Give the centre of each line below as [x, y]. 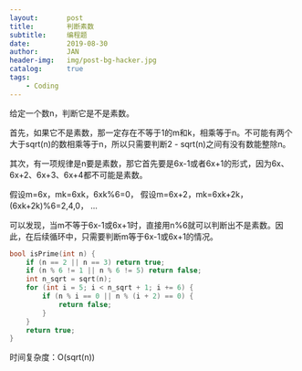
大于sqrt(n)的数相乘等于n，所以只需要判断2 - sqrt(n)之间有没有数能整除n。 [150, 143]
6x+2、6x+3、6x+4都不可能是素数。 [78, 175]
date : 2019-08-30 [58, 43]
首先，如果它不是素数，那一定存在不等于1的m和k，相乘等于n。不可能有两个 [151, 132]
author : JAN [44, 52]
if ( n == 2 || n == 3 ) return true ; [96, 262]
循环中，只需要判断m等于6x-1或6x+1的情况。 [134, 236]
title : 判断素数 [52, 26]
